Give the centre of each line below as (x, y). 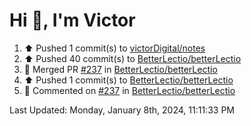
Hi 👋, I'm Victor (72, 20)
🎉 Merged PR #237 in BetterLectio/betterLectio (120, 69)
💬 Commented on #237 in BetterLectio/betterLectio (129, 90)
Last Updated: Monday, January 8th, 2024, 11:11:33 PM (122, 110)
